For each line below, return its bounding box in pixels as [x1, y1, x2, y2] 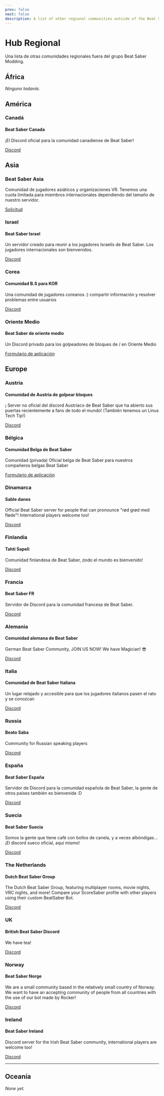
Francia [5, 579, 23, 585]
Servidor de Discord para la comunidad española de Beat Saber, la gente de [5, 785, 158, 791]
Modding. [5, 59, 24, 64]
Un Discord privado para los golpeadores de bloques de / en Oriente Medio [5, 341, 157, 347]
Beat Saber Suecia [5, 824, 43, 830]
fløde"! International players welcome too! [5, 512, 89, 518]
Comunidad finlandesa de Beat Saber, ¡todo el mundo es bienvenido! [5, 557, 143, 563]
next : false [5, 12, 29, 17]
